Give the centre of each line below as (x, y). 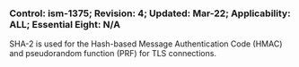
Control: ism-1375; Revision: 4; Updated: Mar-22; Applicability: (150, 13)
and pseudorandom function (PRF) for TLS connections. (113, 54)
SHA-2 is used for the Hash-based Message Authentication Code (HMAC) (146, 44)
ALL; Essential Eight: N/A (65, 24)
